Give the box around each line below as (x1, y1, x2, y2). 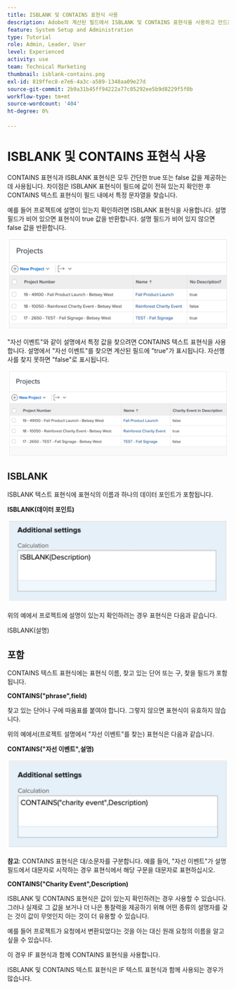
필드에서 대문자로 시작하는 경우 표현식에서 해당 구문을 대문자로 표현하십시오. (7, 865, 216, 874)
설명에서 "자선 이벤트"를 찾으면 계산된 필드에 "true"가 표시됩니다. (27, 346, 206, 355)
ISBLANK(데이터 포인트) (7, 505, 75, 513)
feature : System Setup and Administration (7, 26, 133, 33)
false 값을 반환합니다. (7, 223, 67, 231)
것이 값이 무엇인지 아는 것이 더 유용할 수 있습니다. (14, 912, 150, 920)
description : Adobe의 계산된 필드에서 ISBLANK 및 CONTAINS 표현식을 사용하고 (7, 18, 216, 26)
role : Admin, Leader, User (7, 41, 86, 49)
